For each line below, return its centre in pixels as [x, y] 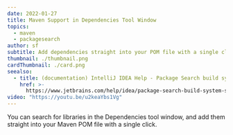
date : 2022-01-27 [32, 13]
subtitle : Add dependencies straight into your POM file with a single [113, 53]
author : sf [23, 46]
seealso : [20, 71]
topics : [18, 26]
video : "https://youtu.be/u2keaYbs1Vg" [65, 98]
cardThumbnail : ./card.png [46, 65]
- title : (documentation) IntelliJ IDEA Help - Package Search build [116, 78]
